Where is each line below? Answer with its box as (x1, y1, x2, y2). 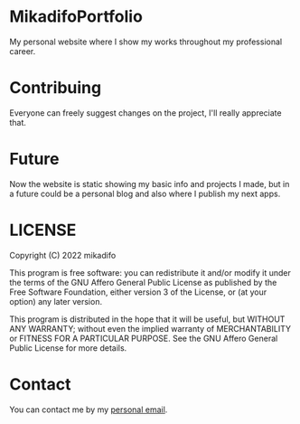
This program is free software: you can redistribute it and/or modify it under (9, 267, 291, 278)
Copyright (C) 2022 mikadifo (9, 250, 117, 260)
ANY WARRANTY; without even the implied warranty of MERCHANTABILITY (9, 323, 292, 334)
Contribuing (9, 78, 102, 99)
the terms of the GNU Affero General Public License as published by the (9, 277, 277, 287)
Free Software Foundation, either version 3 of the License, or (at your (9, 287, 267, 297)
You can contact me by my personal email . (9, 404, 168, 415)
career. (9, 45, 36, 56)
